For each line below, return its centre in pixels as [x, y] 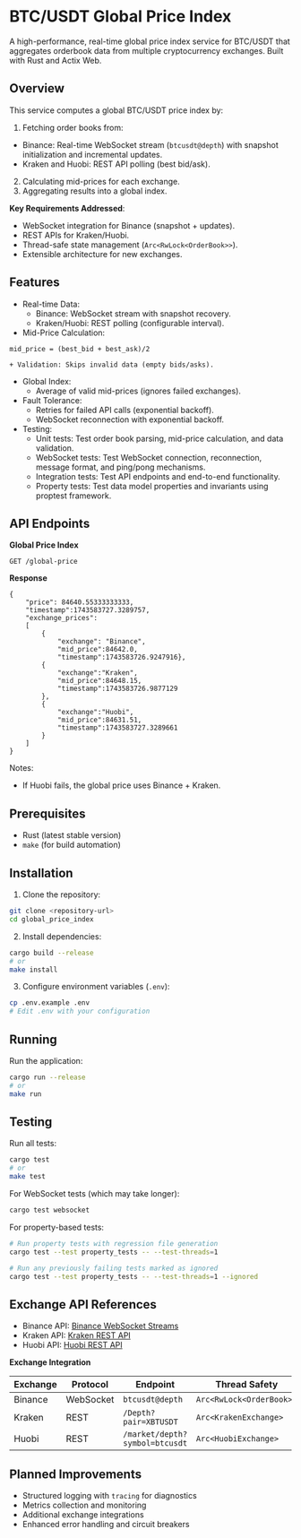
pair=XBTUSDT [151, 1422]
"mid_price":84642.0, [98, 650]
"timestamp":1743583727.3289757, [88, 610]
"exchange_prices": [62, 618]
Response [28, 578]
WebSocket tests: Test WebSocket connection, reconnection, [149, 457]
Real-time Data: [51, 304]
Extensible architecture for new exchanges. [102, 254]
